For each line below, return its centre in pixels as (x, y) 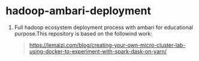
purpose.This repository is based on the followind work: (83, 33)
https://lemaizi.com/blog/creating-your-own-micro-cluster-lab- (107, 45)
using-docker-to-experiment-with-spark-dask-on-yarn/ (98, 51)
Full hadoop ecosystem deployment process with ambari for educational (103, 27)
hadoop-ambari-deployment (78, 11)
